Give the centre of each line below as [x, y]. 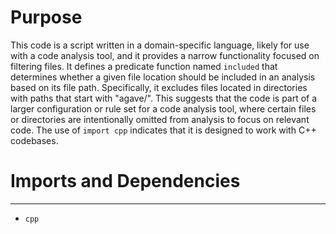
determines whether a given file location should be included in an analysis [163, 77]
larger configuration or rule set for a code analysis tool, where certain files [163, 108]
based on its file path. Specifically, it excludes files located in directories [159, 87]
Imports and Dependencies [125, 181]
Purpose [46, 17]
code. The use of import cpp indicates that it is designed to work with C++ [163, 130]
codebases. [34, 140]
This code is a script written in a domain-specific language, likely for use [160, 45]
